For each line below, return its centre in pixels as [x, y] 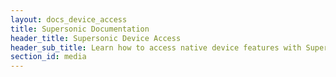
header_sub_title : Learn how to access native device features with [156, 47]
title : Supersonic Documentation [80, 29]
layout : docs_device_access [69, 19]
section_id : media [48, 57]
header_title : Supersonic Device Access [96, 38]
